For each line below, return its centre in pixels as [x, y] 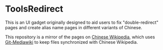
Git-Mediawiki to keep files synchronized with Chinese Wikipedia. [71, 42]
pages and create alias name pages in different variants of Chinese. [74, 27]
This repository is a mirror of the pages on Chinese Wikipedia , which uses [80, 37]
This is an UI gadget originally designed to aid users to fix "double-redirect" [82, 22]
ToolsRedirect [34, 9]
